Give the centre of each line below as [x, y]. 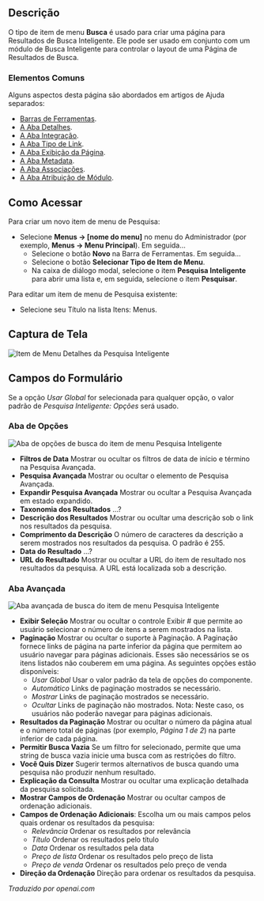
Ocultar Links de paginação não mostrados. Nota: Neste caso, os [138, 705]
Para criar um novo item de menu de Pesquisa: [84, 221]
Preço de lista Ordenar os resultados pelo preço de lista [122, 857]
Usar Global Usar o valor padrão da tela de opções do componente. [142, 680]
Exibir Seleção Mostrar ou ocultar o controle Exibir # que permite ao [131, 621]
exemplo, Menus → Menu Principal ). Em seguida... [102, 245]
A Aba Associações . [52, 169]
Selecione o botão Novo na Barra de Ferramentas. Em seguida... [136, 253]
